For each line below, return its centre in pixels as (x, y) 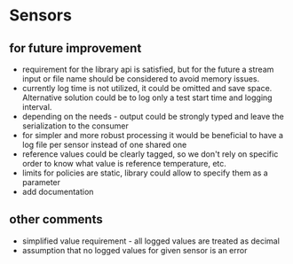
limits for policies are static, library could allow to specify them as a (145, 173)
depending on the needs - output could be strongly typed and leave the (153, 116)
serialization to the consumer (75, 126)
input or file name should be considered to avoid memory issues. (141, 79)
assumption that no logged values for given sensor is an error (135, 250)
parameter (41, 182)
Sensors (41, 16)
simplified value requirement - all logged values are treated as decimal (150, 241)
